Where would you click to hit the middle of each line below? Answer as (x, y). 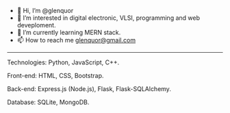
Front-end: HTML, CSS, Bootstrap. (55, 76)
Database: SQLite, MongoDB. (48, 102)
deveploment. (36, 25)
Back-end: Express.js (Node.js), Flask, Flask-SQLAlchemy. (89, 89)
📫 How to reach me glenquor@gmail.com (76, 40)
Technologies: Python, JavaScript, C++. (63, 62)
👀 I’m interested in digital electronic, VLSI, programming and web (108, 18)
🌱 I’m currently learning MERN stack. (69, 32)
